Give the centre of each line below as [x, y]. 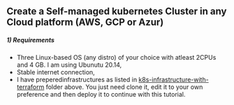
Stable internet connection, [56, 72]
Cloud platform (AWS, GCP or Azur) [85, 23]
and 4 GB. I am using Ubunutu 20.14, [69, 65]
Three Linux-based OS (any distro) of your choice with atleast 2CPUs [116, 58]
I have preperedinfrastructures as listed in [77, 80]
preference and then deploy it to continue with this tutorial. [101, 95]
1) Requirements [31, 40]
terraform [30, 87]
